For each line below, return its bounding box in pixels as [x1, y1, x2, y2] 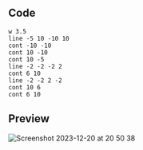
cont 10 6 [8, 83, 42, 91]
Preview [8, 112, 50, 126]
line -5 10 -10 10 [8, 34, 70, 42]
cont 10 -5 [8, 55, 45, 63]
